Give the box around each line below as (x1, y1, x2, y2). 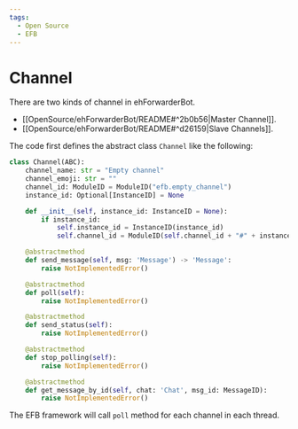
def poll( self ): (25, 288, 86, 297)
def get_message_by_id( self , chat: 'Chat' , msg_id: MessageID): (25, 386, 268, 394)
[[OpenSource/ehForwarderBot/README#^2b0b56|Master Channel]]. (21, 114, 277, 125)
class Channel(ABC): (9, 158, 86, 167)
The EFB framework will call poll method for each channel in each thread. (9, 409, 279, 421)
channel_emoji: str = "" (25, 175, 117, 183)
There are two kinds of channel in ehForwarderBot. (9, 97, 196, 107)
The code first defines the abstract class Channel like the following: (9, 141, 254, 152)
